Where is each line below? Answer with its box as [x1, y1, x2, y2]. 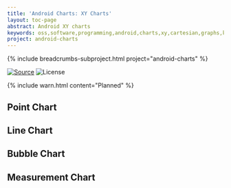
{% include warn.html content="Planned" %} [7, 81, 134, 90]
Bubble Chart [7, 148, 65, 160]
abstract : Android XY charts [7, 23, 91, 30]
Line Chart [7, 125, 53, 136]
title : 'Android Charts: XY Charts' [7, 10, 112, 17]
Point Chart [7, 101, 57, 113]
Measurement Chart [7, 171, 96, 183]
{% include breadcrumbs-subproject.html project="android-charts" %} [7, 54, 208, 63]
